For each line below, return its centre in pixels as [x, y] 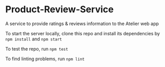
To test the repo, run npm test [37, 49]
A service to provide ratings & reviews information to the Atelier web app [82, 24]
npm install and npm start [34, 39]
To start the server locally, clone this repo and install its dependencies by [83, 33]
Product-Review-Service [60, 9]
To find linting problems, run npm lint [45, 59]
